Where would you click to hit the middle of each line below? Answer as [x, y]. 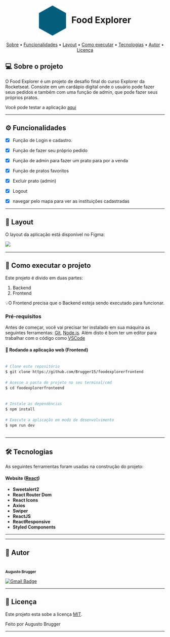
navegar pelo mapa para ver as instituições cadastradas [71, 201]
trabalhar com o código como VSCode [45, 338]
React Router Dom [32, 495]
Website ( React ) [23, 478]
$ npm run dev [20, 425]
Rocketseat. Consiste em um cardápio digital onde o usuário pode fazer [80, 87]
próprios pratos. [22, 97]
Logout [20, 191]
